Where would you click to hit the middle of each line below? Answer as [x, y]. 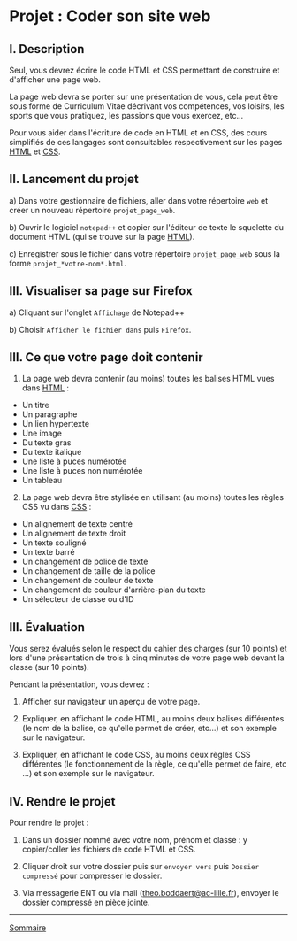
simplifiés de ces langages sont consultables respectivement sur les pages [146, 142]
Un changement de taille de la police [89, 571]
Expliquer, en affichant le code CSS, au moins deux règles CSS [136, 755]
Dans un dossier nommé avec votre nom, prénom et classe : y [134, 840]
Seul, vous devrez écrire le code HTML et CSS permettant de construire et [145, 70]
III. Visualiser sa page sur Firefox [101, 291]
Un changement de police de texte [85, 562]
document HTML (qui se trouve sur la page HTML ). [102, 236]
